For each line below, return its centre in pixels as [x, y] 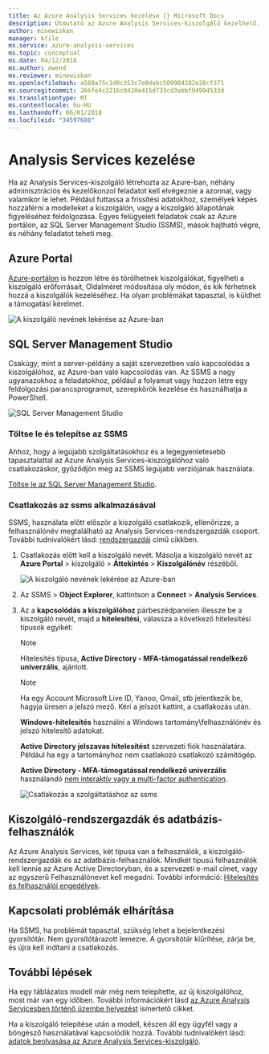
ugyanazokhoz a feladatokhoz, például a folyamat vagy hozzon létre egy [128, 380]
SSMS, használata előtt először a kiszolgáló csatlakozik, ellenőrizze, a [124, 523]
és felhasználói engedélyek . [55, 885]
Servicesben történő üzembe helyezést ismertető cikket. [102, 1009]
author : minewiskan [41, 31]
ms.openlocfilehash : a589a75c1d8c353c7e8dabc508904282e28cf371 [116, 83]
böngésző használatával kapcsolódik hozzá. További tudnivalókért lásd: [127, 1033]
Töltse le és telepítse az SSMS [68, 434]
